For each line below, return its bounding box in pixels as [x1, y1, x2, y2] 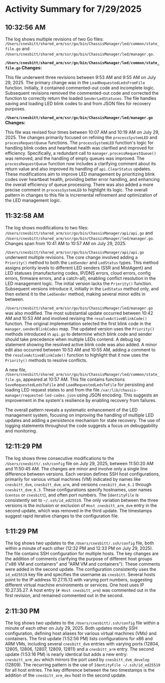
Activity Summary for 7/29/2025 [5, 3, 142, 15]
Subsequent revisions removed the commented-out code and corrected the [5, 90, 159, 96]
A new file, [5, 366, 27, 373]
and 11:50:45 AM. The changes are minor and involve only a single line [5, 466, 148, 471]
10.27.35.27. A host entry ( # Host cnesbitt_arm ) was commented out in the [5, 587, 156, 593]
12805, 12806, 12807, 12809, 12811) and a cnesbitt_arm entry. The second [5, 646, 154, 652]
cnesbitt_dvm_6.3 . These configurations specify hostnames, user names [5, 487, 152, 493]
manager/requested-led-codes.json [5, 393, 76, 398]
